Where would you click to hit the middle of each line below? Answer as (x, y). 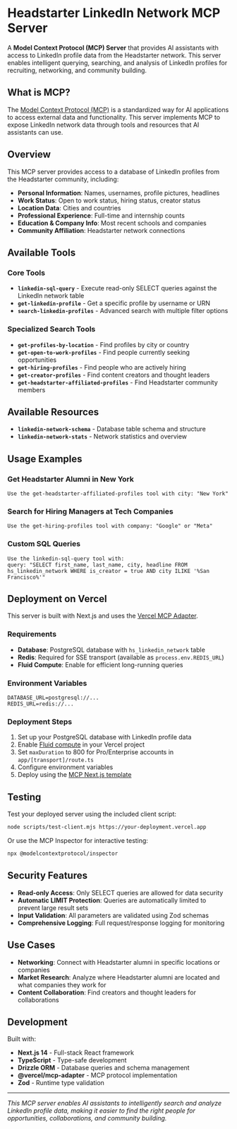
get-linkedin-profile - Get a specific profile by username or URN (114, 303)
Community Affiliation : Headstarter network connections (101, 230)
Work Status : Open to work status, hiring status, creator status (109, 200)
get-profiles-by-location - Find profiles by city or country (103, 344)
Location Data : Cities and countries (69, 208)
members (31, 390)
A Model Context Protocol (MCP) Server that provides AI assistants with (113, 47)
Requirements (32, 634)
